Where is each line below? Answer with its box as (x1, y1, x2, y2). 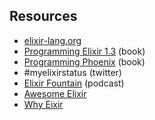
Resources (9, 8, 78, 25)
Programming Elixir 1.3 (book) (23, 45, 146, 57)
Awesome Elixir (23, 87, 87, 99)
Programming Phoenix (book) (23, 55, 146, 68)
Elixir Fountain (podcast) (23, 77, 125, 89)
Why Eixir (23, 98, 64, 110)
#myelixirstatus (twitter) (23, 66, 122, 78)
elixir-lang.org (23, 34, 82, 46)
